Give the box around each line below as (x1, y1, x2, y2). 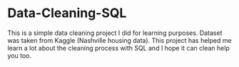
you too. (7, 51, 32, 60)
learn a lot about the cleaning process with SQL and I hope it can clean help (7, 43, 230, 52)
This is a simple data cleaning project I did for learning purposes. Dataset (7, 29, 223, 37)
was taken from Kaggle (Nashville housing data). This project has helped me (7, 36, 232, 44)
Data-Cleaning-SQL (7, 5, 127, 21)
